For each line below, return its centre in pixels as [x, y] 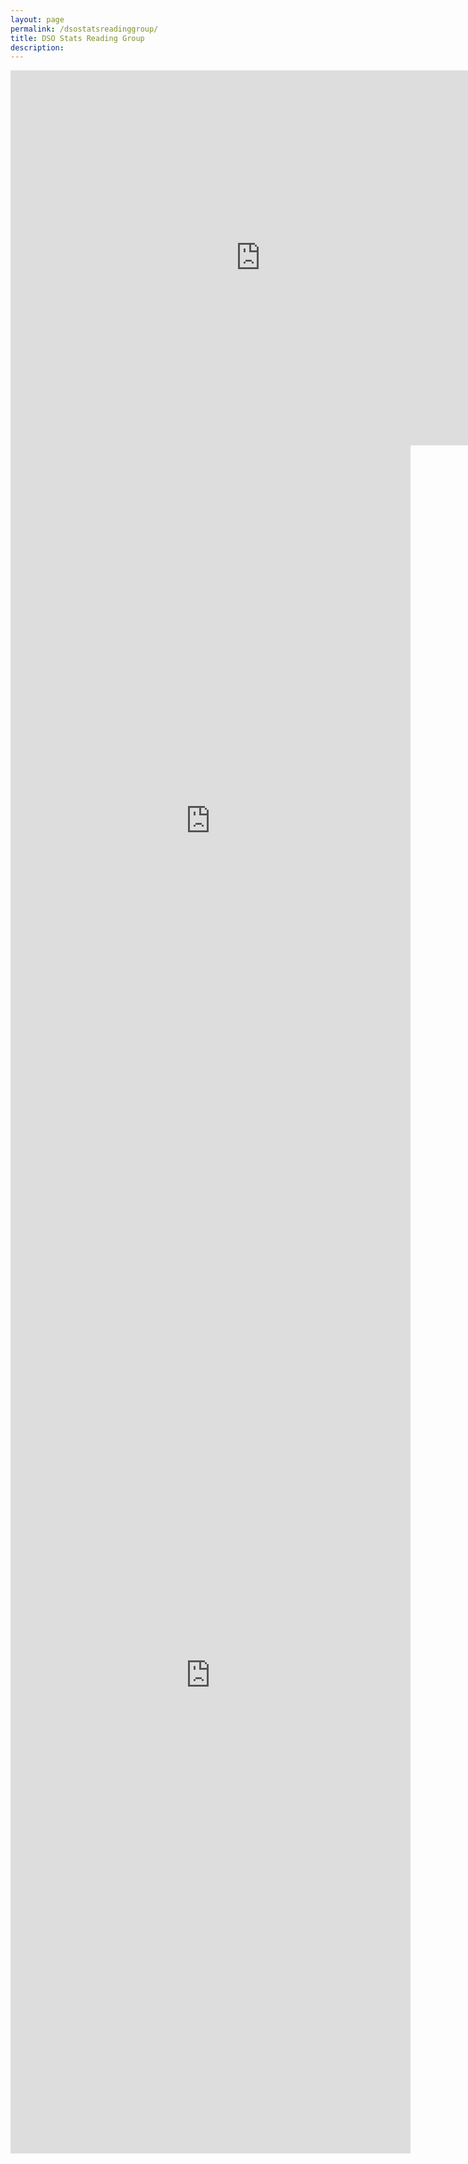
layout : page [37, 19]
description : [37, 47]
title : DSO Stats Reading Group [77, 38]
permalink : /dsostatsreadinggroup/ [84, 29]
